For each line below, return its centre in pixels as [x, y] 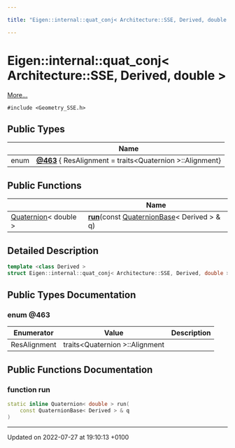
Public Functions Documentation [80, 369]
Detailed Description [53, 250]
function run [29, 389]
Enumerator [34, 333]
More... [17, 94]
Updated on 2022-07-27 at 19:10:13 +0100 [68, 437]
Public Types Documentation [72, 295]
